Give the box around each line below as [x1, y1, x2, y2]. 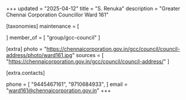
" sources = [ [71, 52, 105, 58]
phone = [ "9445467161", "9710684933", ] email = [6, 81, 128, 88]
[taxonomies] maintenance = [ [6, 23, 80, 29]
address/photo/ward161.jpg [6, 52, 73, 58]
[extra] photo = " [6, 45, 47, 52]
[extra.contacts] [6, 69, 45, 76]
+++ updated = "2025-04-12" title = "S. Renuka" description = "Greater [6, 5, 181, 12]
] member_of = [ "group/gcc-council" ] [6, 34, 100, 41]
